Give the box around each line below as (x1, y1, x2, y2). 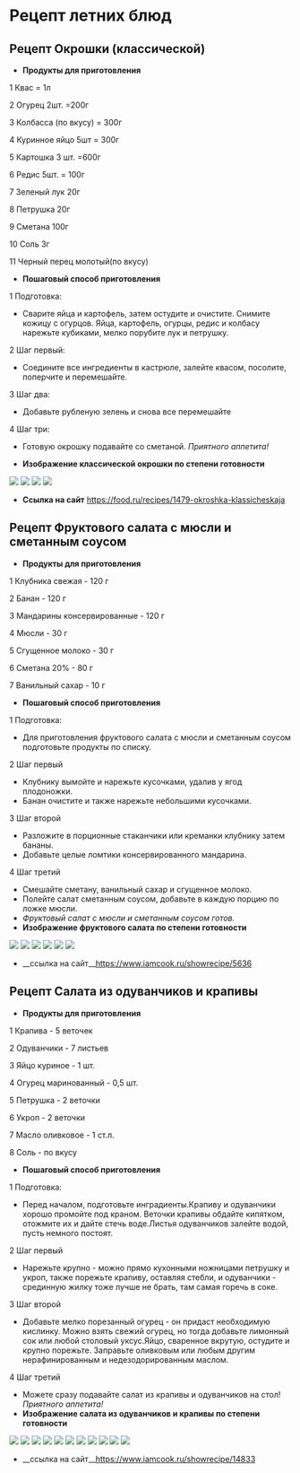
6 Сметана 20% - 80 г (9, 662, 94, 673)
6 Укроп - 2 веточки (9, 1111, 86, 1122)
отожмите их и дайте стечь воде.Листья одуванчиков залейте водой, (21, 1217, 289, 1229)
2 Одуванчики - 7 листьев (9, 1042, 109, 1053)
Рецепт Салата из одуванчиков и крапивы (9, 984, 258, 999)
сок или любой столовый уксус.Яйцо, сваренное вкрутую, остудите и (21, 1335, 290, 1346)
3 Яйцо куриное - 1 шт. (9, 1059, 96, 1070)
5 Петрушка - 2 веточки (9, 1094, 101, 1105)
